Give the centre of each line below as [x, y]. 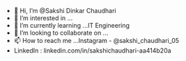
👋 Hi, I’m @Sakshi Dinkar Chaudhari [65, 11]
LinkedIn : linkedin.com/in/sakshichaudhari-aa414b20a [93, 51]
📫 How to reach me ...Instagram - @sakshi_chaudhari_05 [96, 41]
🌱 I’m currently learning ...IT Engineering [72, 25]
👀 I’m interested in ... [43, 18]
